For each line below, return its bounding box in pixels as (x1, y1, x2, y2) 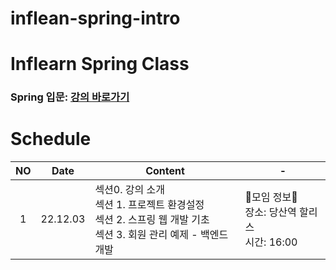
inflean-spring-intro (10, 7, 181, 30)
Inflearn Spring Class (10, 53, 190, 76)
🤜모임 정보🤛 (244, 190, 298, 204)
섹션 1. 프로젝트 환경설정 (94, 198, 205, 212)
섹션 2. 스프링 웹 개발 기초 (94, 213, 210, 227)
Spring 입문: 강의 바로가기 (10, 90, 130, 104)
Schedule (10, 128, 92, 151)
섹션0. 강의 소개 (94, 183, 165, 197)
